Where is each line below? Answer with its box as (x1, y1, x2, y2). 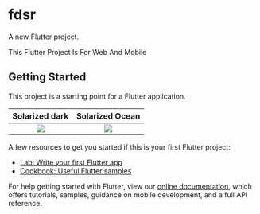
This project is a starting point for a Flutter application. (8, 91, 186, 101)
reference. (8, 198, 42, 208)
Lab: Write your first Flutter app (19, 158, 123, 167)
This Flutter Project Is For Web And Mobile (8, 47, 147, 56)
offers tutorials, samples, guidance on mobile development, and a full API (8, 189, 248, 200)
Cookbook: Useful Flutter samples (19, 165, 132, 176)
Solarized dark (12, 110, 69, 121)
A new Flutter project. (8, 32, 80, 41)
